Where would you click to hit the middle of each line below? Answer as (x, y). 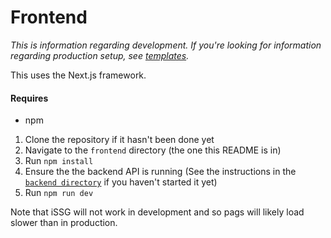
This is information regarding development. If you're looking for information (166, 45)
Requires (29, 98)
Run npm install (59, 161)
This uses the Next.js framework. (78, 75)
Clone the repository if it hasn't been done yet (119, 140)
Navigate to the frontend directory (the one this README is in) (153, 150)
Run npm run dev (59, 193)
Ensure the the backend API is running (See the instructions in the (160, 172)
